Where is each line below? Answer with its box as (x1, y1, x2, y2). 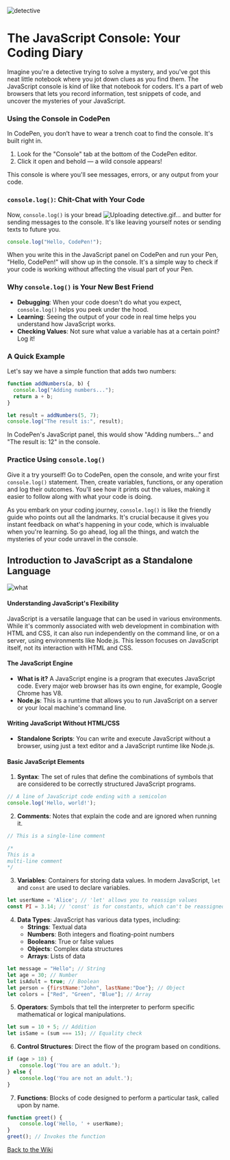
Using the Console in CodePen (7, 114, 111, 123)
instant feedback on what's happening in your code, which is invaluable (7, 520, 209, 528)
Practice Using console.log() (7, 455, 105, 465)
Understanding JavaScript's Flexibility (7, 599, 119, 607)
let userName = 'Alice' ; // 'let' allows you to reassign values (7, 897, 197, 904)
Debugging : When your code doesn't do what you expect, (16, 298, 182, 306)
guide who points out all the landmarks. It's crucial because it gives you (7, 513, 209, 521)
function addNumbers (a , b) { (7, 380, 90, 387)
